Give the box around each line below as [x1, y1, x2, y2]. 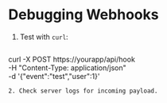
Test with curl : [19, 32, 69, 42]
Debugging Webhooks [8, 6, 159, 24]
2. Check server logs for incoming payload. [8, 86, 158, 95]
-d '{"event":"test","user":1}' [8, 71, 100, 81]
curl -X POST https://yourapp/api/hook [8, 54, 135, 64]
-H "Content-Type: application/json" [8, 62, 126, 73]
